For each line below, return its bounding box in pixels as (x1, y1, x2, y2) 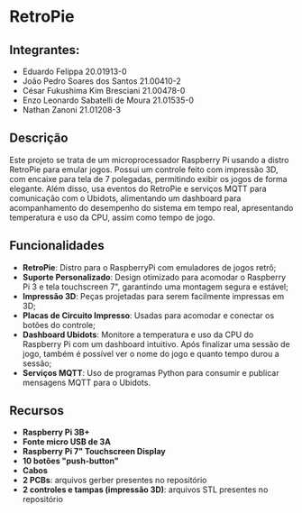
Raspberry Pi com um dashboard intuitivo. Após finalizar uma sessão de (22, 338, 290, 349)
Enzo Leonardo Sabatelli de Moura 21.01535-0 (22, 95, 195, 105)
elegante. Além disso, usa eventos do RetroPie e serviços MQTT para (9, 183, 268, 194)
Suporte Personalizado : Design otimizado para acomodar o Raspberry (22, 271, 287, 282)
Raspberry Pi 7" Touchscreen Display (22, 446, 167, 457)
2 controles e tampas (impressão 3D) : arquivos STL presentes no (22, 484, 269, 495)
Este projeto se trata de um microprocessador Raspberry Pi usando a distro (9, 154, 289, 165)
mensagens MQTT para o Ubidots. (22, 377, 151, 388)
